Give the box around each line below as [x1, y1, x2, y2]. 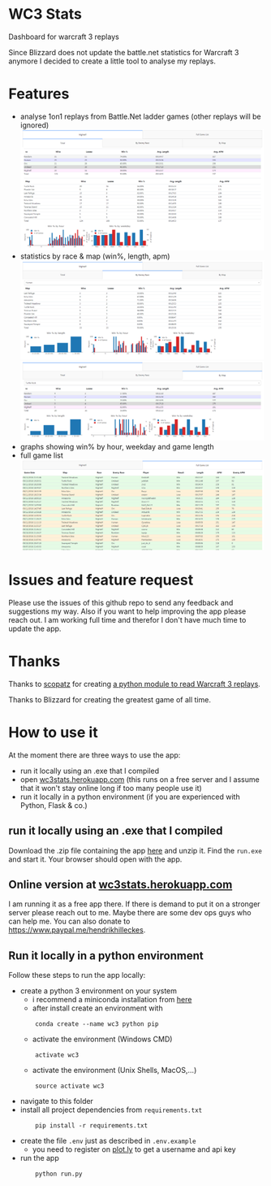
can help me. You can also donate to [8, 916, 131, 927]
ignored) [19, 119, 49, 130]
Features [8, 85, 70, 103]
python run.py [35, 1170, 83, 1179]
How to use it [8, 723, 99, 742]
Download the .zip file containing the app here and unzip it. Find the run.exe [8, 845, 262, 855]
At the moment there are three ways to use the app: [8, 749, 181, 760]
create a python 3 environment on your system [19, 986, 177, 996]
